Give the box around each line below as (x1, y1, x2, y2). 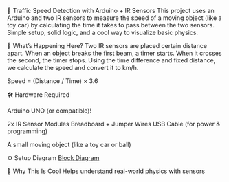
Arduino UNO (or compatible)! (7, 106, 91, 115)
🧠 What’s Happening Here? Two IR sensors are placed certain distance (7, 42, 208, 49)
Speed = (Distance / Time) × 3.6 (7, 77, 98, 85)
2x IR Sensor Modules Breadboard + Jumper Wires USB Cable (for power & (7, 120, 221, 128)
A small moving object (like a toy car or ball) (7, 141, 132, 148)
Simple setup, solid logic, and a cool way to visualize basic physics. (7, 28, 198, 36)
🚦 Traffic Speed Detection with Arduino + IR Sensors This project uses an (7, 7, 215, 14)
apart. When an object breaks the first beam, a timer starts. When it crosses (7, 49, 222, 57)
